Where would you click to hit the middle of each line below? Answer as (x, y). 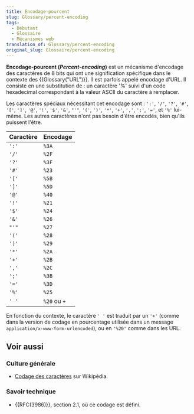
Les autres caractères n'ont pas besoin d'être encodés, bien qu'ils (104, 116)
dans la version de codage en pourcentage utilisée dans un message (90, 322)
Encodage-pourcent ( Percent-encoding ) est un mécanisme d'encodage (95, 67)
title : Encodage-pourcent (38, 12)
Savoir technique (31, 392)
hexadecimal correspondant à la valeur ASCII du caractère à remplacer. (93, 92)
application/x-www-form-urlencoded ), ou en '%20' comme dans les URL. (93, 328)
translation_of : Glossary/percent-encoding (60, 45)
